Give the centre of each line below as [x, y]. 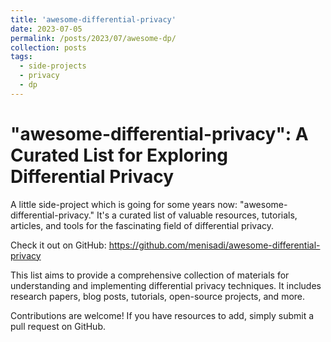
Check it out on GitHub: [58, 245]
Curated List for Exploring [119, 155]
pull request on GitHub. [58, 326]
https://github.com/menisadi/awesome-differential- [214, 245]
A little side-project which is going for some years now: [124, 204]
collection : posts [48, 47]
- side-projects [53, 66]
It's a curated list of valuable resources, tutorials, [197, 215]
